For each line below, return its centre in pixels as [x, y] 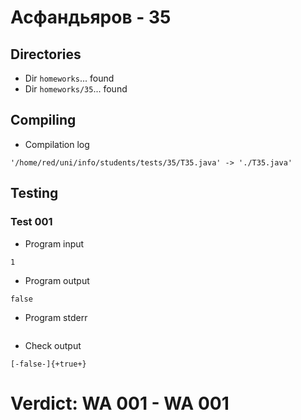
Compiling [43, 120]
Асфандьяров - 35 [91, 17]
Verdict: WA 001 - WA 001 [120, 403]
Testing [34, 193]
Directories [46, 54]
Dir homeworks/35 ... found [76, 89]
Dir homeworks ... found [69, 78]
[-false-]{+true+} [48, 364]
